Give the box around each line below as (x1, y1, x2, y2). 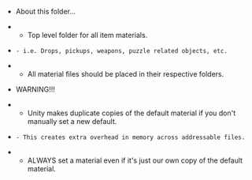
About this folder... (15, 7, 76, 16)
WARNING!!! (15, 84, 55, 94)
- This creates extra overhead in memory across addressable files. (15, 133, 246, 141)
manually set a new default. (27, 117, 117, 126)
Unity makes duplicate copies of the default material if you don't (27, 108, 236, 118)
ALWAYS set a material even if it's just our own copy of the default (27, 156, 243, 165)
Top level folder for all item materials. (27, 31, 148, 39)
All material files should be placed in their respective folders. (27, 69, 224, 78)
